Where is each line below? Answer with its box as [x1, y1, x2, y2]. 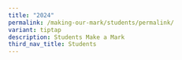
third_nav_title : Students [8, 41, 97, 48]
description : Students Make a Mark [8, 33, 125, 41]
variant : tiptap [8, 26, 61, 34]
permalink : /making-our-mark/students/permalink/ [8, 19, 175, 26]
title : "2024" [8, 11, 55, 19]
